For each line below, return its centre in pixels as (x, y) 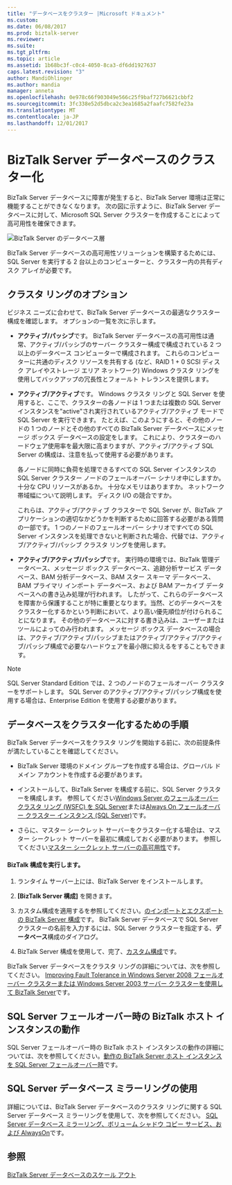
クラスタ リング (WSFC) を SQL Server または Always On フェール (110, 807)
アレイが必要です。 (48, 271)
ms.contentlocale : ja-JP (43, 117)
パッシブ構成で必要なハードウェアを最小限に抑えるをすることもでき (122, 647)
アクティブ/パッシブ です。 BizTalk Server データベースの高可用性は (113, 336)
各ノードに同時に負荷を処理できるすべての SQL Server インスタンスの (117, 470)
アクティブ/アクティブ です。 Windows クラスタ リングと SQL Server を (118, 394)
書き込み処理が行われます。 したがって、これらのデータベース (135, 595)
